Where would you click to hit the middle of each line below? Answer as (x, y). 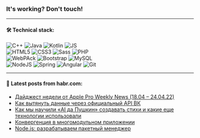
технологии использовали (48, 115)
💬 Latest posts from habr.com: (44, 84)
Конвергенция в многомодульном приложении (75, 122)
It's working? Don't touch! (45, 9)
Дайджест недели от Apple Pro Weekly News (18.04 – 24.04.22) (94, 96)
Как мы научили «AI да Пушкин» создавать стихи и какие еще (94, 109)
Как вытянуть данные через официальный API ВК (78, 103)
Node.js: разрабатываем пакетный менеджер (73, 128)
